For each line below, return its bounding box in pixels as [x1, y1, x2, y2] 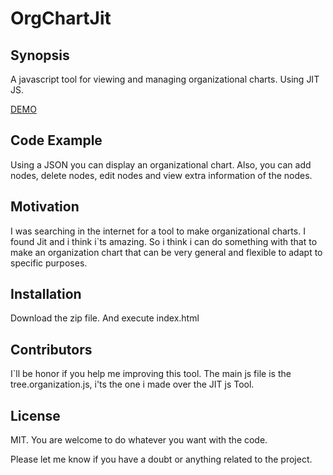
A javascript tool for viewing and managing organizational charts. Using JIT [10, 73, 320, 85]
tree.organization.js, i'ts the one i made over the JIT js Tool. [10, 378, 255, 391]
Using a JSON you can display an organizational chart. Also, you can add [10, 158, 312, 171]
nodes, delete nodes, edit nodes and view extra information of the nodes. [10, 169, 313, 181]
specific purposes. [10, 257, 88, 269]
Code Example [10, 132, 103, 149]
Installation [10, 286, 82, 303]
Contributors [10, 341, 93, 358]
